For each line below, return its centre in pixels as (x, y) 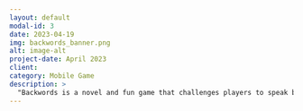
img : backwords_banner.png (60, 43)
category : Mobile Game (52, 76)
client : (24, 68)
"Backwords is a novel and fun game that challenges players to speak (153, 92)
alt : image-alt (38, 51)
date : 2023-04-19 (42, 34)
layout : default (40, 17)
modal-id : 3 (32, 26)
